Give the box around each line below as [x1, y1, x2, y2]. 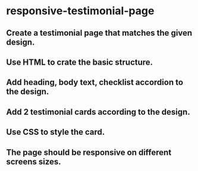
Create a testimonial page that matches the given [6, 28, 193, 38]
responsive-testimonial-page [6, 4, 155, 18]
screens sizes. [6, 156, 61, 167]
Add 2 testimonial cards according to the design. [6, 107, 190, 117]
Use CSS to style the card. [6, 127, 105, 137]
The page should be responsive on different [6, 147, 172, 157]
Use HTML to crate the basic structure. [6, 57, 153, 67]
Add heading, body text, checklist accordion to [6, 77, 183, 87]
